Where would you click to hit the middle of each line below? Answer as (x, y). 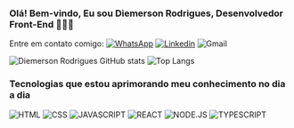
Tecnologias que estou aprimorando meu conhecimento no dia (147, 84)
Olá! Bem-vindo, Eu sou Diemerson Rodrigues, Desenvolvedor (146, 13)
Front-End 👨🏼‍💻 (41, 24)
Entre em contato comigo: (57, 44)
